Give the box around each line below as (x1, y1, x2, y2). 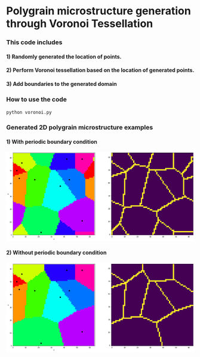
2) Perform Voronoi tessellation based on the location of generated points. (6, 67, 195, 74)
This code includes (6, 38, 63, 47)
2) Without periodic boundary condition (6, 249, 107, 256)
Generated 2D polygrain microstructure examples (6, 124, 153, 132)
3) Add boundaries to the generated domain (6, 80, 118, 87)
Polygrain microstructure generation (6, 4, 191, 18)
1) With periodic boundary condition (6, 138, 97, 145)
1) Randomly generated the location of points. (6, 53, 122, 60)
